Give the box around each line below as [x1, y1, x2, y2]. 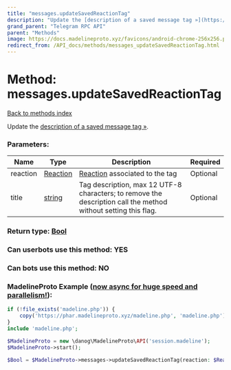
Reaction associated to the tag [78, 169, 177, 179]
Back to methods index [7, 109, 72, 117]
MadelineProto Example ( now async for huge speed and [7, 281, 198, 291]
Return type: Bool [7, 226, 67, 236]
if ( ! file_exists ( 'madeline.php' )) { [7, 306, 115, 313]
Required [190, 157, 221, 167]
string [43, 193, 63, 203]
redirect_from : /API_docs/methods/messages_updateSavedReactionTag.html [7, 42, 220, 49]
